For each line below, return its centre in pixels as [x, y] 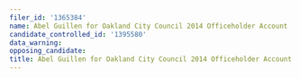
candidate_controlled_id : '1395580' [78, 34]
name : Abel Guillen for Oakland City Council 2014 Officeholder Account [149, 26]
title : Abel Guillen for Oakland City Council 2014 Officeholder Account [151, 59]
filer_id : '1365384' [48, 17]
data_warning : [36, 43]
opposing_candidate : [48, 51]
